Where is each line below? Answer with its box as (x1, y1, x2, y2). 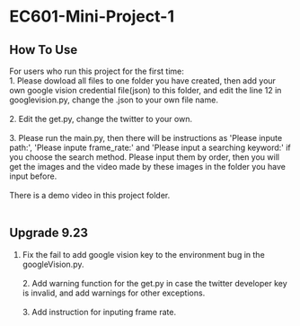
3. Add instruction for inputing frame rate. (22, 306, 177, 317)
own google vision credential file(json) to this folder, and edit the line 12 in (9, 85, 282, 95)
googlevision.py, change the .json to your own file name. (9, 94, 218, 105)
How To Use (9, 42, 78, 57)
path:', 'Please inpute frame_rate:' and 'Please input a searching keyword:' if (9, 142, 291, 153)
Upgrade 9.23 (9, 225, 88, 241)
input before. (9, 171, 57, 181)
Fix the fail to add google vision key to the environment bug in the (22, 249, 265, 260)
